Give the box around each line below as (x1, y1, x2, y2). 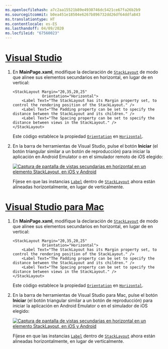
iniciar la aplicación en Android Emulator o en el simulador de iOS (12, 302, 148, 309)
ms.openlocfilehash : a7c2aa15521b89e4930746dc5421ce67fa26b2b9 (5, 7, 141, 13)
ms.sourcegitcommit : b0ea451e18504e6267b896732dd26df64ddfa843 (5, 12, 141, 17)
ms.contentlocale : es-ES (5, 21, 57, 27)
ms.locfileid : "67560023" (5, 31, 59, 36)
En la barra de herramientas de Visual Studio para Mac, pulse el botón (12, 292, 158, 298)
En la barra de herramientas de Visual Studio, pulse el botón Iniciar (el (12, 143, 158, 149)
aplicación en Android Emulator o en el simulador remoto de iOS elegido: (12, 154, 163, 160)
